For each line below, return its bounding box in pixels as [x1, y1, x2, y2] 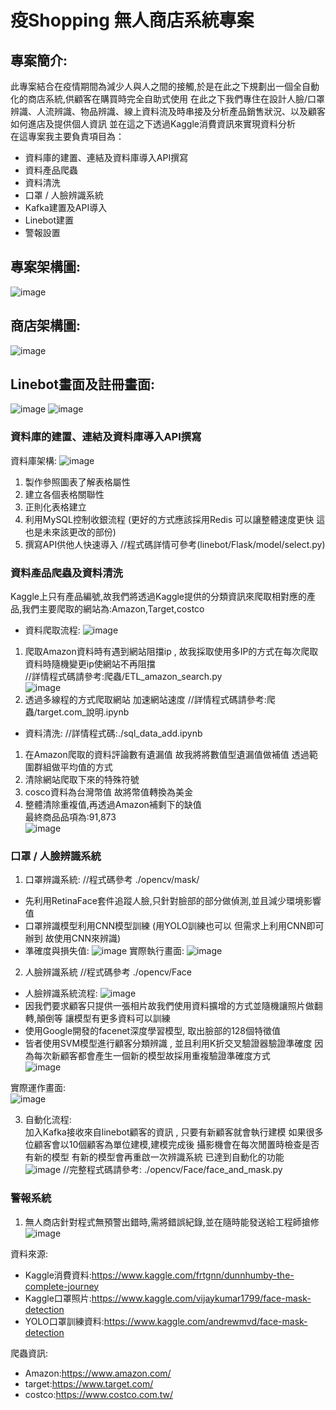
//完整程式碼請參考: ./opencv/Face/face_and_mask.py [63, 1164, 283, 1176]
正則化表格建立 [24, 501, 87, 513]
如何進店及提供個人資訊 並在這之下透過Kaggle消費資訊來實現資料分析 [10, 118, 296, 130]
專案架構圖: [10, 259, 82, 276]
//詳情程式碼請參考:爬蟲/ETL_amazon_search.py [24, 671, 223, 683]
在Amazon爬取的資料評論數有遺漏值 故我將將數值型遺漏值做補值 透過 [24, 749, 310, 761]
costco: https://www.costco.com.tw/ [24, 1388, 173, 1400]
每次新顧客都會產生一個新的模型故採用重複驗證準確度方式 [33, 1050, 271, 1062]
